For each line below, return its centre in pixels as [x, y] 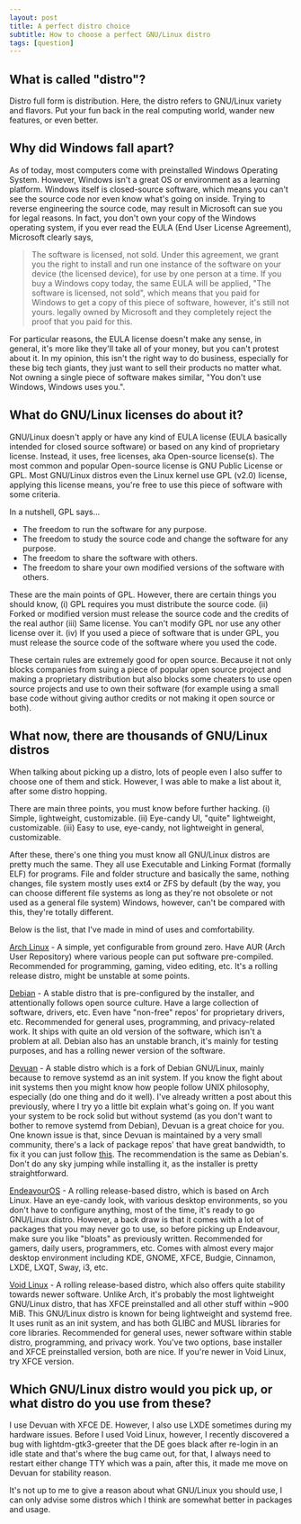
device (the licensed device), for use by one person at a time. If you [156, 273]
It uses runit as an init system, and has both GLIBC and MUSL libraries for [145, 1323]
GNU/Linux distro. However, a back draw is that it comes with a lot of [137, 1219]
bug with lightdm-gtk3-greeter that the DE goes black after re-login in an [144, 1444]
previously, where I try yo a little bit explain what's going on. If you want [142, 1106]
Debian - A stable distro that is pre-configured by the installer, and [132, 993]
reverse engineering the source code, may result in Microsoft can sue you [146, 208]
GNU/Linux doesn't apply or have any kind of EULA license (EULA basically [148, 437]
